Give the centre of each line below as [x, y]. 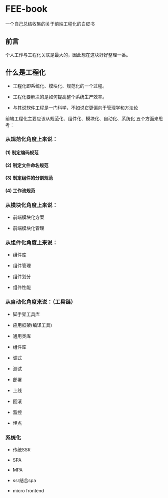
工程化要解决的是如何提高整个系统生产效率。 [60, 97]
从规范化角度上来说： [31, 139]
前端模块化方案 [28, 217]
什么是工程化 [26, 72]
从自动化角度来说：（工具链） [41, 302]
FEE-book [26, 9]
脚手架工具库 [26, 314]
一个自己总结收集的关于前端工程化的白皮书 [50, 24]
